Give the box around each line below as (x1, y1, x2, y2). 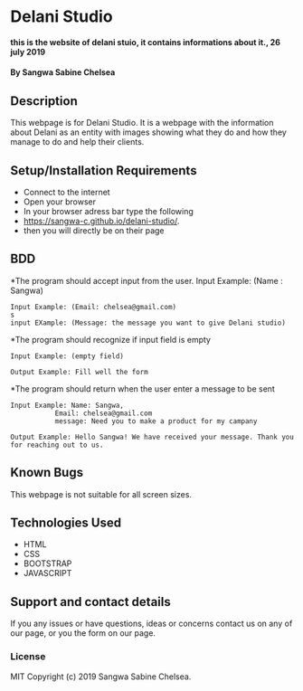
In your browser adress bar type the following (23, 206, 194, 216)
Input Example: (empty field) (10, 351, 125, 361)
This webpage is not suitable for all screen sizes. (10, 488, 193, 499)
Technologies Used (10, 516, 121, 531)
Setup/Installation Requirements (10, 163, 197, 178)
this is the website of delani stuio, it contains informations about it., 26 (10, 36, 281, 47)
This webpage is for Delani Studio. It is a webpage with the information (10, 118, 274, 128)
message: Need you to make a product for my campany (54, 416, 258, 426)
